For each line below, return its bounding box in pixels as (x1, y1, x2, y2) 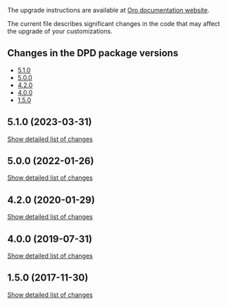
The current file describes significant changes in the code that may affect (7, 20, 220, 27)
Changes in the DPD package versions (7, 47, 179, 59)
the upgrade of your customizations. (7, 27, 112, 35)
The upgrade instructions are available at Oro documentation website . (7, 6, 209, 14)
